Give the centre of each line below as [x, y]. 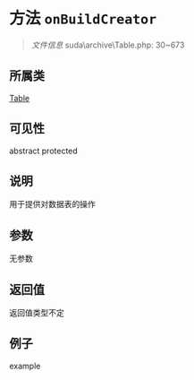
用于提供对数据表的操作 [52, 204]
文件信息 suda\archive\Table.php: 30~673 [108, 45]
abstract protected [43, 151]
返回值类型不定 [37, 313]
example [25, 366]
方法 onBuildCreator [83, 18]
